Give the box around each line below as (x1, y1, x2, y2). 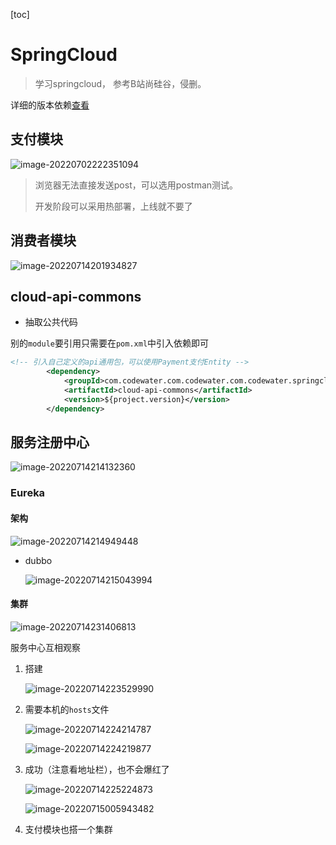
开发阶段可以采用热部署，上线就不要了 (34, 200, 193, 212)
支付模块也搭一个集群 (24, 823, 113, 835)
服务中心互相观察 (10, 641, 81, 653)
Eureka (10, 486, 46, 500)
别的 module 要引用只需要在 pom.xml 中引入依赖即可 (10, 337, 210, 349)
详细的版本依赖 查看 (10, 99, 90, 111)
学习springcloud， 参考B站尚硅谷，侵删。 (34, 77, 207, 89)
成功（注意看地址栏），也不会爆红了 (24, 763, 170, 775)
